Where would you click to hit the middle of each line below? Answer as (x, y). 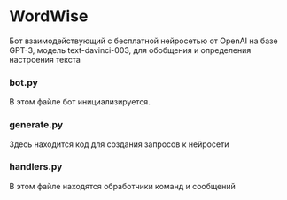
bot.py (23, 82)
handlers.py (36, 167)
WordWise (49, 16)
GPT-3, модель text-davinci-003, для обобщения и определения (130, 50)
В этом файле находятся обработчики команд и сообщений (123, 186)
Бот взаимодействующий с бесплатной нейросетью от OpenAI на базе (143, 41)
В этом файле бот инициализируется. (80, 102)
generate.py (36, 125)
